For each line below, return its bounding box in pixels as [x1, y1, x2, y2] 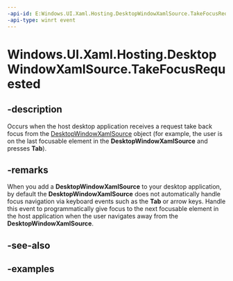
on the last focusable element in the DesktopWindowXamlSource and [7, 137, 208, 145]
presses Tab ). [7, 144, 47, 153]
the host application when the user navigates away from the [7, 212, 179, 221]
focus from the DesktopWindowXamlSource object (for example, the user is [7, 129, 223, 137]
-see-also [7, 239, 51, 251]
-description [7, 103, 62, 115]
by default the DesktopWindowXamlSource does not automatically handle [7, 190, 221, 198]
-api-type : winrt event [7, 17, 76, 24]
